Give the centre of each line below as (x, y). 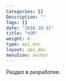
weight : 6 (18, 39)
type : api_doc (24, 45)
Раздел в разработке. (33, 72)
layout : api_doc (26, 50)
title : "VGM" (22, 33)
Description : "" (26, 17)
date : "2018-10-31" (30, 28)
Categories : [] (25, 11)
